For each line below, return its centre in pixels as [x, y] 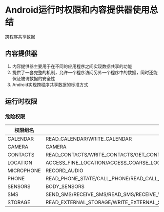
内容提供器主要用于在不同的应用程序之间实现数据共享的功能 [72, 66]
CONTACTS [21, 155]
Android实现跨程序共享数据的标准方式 [50, 85]
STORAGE [19, 202]
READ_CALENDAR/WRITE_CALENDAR [89, 139]
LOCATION [20, 163]
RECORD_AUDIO [65, 170]
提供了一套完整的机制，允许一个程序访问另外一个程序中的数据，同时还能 [85, 72]
